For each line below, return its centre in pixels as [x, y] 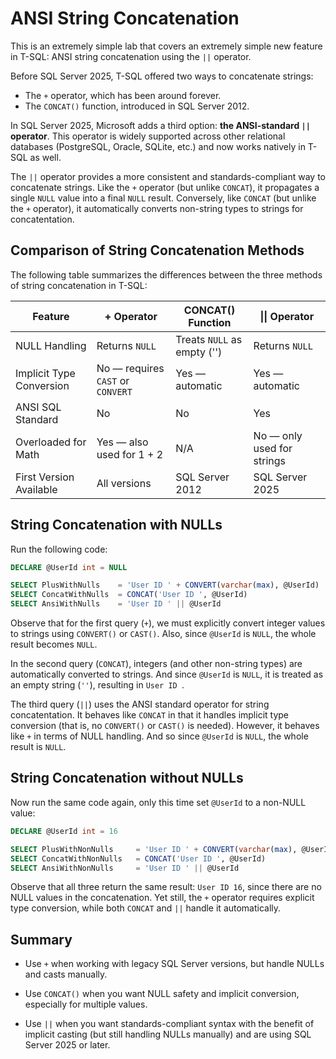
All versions [124, 483]
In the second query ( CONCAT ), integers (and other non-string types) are [156, 664]
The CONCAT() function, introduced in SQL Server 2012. [137, 106]
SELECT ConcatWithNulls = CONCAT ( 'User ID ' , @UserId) [129, 595]
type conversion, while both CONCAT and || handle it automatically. [146, 908]
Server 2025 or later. [67, 1045]
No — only [278, 435]
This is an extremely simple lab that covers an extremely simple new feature [166, 46]
